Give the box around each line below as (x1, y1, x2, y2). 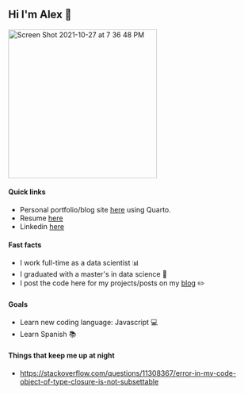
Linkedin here (19, 222, 65, 231)
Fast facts (8, 239, 42, 250)
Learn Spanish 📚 (19, 330, 77, 339)
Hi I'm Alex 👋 (8, 8, 72, 21)
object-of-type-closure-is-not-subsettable (19, 377, 159, 386)
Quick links (8, 187, 46, 197)
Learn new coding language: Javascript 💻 (19, 318, 158, 327)
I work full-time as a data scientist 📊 (19, 258, 140, 268)
